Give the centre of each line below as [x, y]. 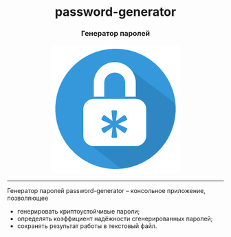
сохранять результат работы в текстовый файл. [87, 226]
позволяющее [28, 198]
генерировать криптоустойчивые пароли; [78, 212]
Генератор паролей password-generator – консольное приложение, [107, 191]
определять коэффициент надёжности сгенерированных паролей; [115, 219]
